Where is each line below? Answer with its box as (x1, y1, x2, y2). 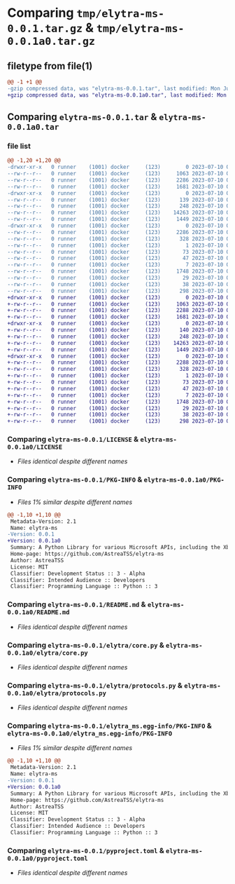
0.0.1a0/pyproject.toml (7, 854, 89, 862)
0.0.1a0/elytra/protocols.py (7, 689, 107, 697)
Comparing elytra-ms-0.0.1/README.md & (7, 599, 146, 609)
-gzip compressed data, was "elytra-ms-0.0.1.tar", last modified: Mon (7, 85, 220, 92)
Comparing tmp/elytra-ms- (7, 5, 165, 21)
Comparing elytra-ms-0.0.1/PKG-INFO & (7, 475, 143, 484)
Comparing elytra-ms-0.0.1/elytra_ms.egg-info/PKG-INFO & (7, 721, 212, 730)
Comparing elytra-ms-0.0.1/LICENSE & (7, 435, 139, 444)
